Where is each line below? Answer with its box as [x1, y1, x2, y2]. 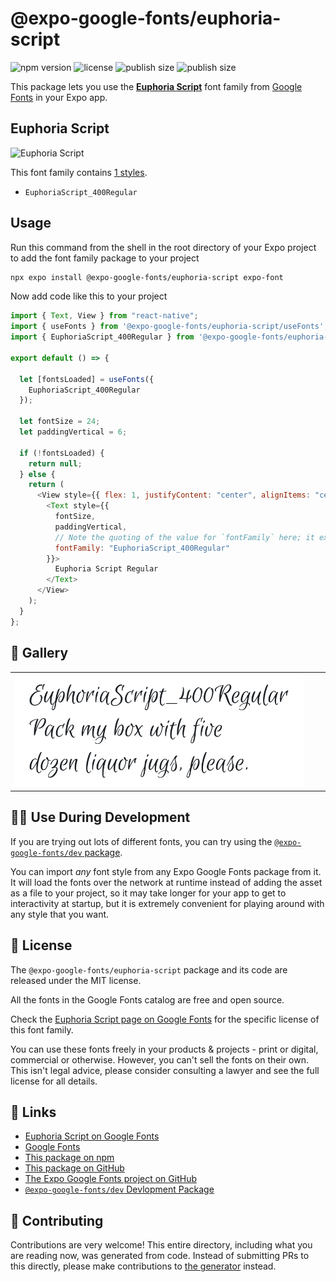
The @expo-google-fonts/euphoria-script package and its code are [10, 963, 288, 976]
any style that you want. [10, 908, 110, 920]
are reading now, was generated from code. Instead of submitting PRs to [10, 1250, 310, 1262]
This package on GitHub [24, 1162, 125, 1174]
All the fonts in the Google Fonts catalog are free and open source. [10, 993, 285, 1006]
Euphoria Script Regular [54, 564, 159, 574]
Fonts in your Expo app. [10, 91, 108, 103]
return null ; [28, 458, 83, 469]
